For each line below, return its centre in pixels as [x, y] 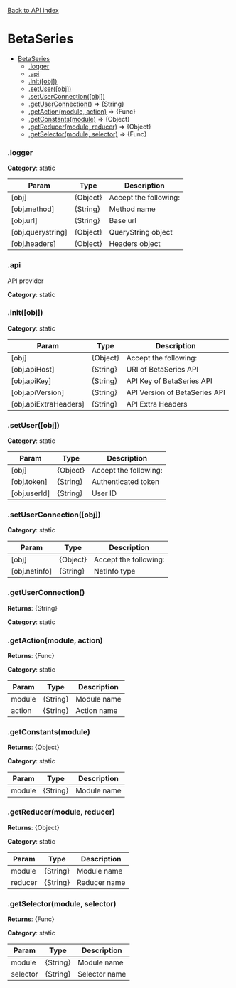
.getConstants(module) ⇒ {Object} [79, 119]
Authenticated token [125, 482]
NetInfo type [114, 571]
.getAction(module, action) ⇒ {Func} [82, 111]
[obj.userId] [31, 493]
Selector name [102, 974]
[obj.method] [33, 209]
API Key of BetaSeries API [170, 381]
